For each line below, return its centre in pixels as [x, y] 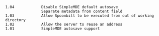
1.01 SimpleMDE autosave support [53, 29]
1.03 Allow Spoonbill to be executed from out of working [80, 16]
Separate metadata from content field [82, 11]
